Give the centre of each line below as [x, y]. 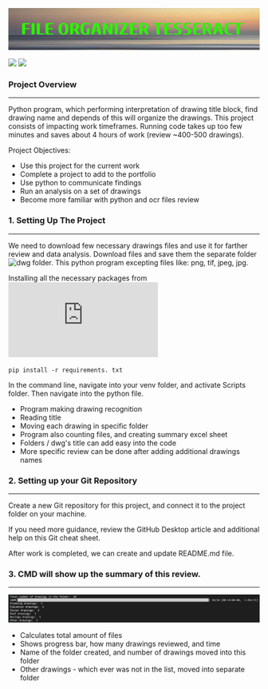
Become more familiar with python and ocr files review [109, 200]
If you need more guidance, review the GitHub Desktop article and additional [134, 529]
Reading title [40, 417]
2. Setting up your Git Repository [73, 480]
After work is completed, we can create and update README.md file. [121, 553]
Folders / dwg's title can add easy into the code [98, 443]
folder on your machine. [47, 514]
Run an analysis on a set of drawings [80, 191]
